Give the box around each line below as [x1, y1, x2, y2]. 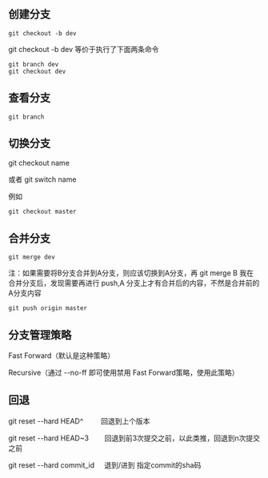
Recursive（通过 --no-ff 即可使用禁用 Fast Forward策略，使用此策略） [8, 368, 239, 378]
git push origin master [8, 304, 88, 312]
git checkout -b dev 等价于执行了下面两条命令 [8, 44, 159, 54]
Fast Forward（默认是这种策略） [8, 351, 115, 360]
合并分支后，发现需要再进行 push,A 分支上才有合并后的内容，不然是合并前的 [8, 279, 260, 288]
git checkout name [8, 159, 70, 168]
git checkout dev [8, 67, 66, 75]
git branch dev [8, 60, 59, 68]
